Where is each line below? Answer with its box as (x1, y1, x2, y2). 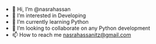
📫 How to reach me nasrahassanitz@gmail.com (11, 32, 131, 38)
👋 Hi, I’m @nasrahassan (11, 6, 71, 12)
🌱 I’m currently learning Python (11, 18, 89, 25)
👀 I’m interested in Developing (11, 12, 86, 19)
